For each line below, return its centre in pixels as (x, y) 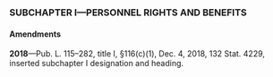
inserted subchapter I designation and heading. (97, 64)
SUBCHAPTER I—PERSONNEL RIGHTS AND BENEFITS (128, 13)
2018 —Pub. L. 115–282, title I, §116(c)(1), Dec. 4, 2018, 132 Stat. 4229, (137, 54)
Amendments (35, 34)
